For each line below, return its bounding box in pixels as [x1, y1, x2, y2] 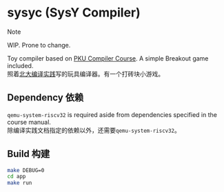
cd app [7, 173, 26, 180]
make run [7, 180, 32, 186]
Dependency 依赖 [7, 92, 84, 104]
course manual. [7, 118, 52, 126]
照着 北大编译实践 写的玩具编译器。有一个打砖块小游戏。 [7, 70, 164, 78]
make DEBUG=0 [7, 167, 45, 173]
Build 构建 [7, 148, 50, 160]
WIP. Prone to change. [7, 41, 71, 49]
